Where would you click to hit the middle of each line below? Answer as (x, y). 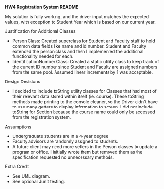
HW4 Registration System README (42, 7)
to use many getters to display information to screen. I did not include (82, 107)
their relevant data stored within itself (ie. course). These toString (78, 96)
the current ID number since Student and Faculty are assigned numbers (85, 67)
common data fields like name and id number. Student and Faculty (79, 46)
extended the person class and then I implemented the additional (78, 51)
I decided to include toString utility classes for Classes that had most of (84, 91)
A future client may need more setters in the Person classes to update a (85, 147)
